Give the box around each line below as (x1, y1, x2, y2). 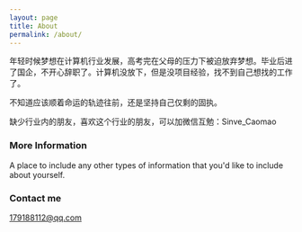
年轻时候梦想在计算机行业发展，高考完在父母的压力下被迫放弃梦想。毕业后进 (9, 56, 293, 67)
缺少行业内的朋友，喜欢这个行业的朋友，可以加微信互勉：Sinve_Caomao (9, 116, 277, 127)
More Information (9, 139, 87, 152)
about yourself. (9, 169, 66, 180)
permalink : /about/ (9, 30, 83, 39)
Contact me (9, 192, 62, 204)
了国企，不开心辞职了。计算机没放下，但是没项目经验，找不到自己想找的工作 (9, 67, 293, 77)
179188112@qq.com (9, 212, 83, 223)
